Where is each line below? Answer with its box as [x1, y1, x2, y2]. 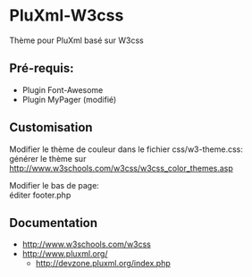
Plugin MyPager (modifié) [21, 94, 117, 105]
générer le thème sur [9, 153, 87, 164]
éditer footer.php [9, 189, 71, 200]
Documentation [9, 215, 98, 231]
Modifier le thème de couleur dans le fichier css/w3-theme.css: [9, 144, 243, 155]
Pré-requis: [9, 61, 74, 76]
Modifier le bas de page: [9, 180, 100, 190]
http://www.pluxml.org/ [21, 248, 108, 259]
